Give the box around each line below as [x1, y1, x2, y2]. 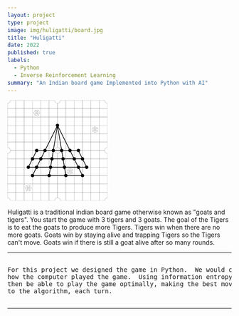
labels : [7, 57, 31, 64]
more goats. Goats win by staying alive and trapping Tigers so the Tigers [7, 230, 221, 239]
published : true [7, 49, 55, 56]
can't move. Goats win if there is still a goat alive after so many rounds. [7, 238, 215, 246]
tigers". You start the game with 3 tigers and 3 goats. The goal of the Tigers [7, 215, 229, 224]
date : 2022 [7, 41, 40, 49]
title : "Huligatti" [7, 34, 65, 41]
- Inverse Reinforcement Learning [14, 71, 116, 78]
